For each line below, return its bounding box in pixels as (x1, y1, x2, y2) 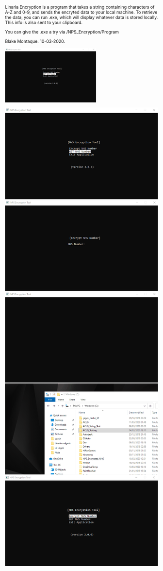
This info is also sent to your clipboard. (5, 19, 83, 25)
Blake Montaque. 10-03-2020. (5, 38, 65, 44)
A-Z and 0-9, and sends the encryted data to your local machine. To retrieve (5, 9, 158, 15)
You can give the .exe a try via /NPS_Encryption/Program (5, 29, 119, 34)
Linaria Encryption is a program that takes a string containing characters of (5, 4, 155, 10)
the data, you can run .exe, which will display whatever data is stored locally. (5, 15, 158, 20)
